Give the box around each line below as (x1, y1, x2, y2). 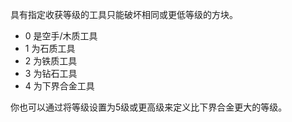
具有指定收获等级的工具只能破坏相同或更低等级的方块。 (10, 9, 238, 20)
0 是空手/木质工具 (24, 30, 98, 42)
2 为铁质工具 (24, 55, 78, 67)
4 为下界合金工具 (24, 80, 95, 92)
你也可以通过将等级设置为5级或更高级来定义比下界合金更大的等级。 (10, 101, 288, 113)
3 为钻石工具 (24, 68, 78, 79)
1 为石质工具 (24, 43, 76, 54)
